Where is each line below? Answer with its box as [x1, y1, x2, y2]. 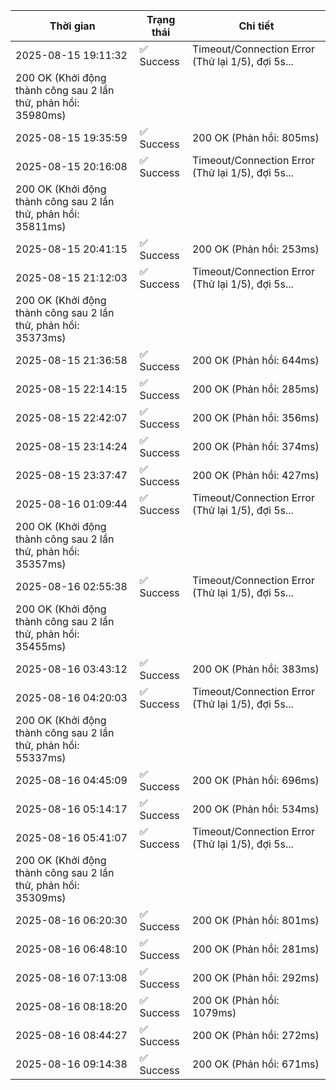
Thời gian [49, 19, 96, 33]
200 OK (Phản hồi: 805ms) [191, 131, 320, 144]
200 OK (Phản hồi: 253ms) [191, 242, 320, 256]
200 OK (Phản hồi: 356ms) [191, 411, 320, 424]
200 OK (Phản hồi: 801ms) [191, 914, 320, 927]
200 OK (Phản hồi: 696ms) [191, 774, 320, 787]
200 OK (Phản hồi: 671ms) [191, 1057, 320, 1071]
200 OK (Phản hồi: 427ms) [191, 469, 320, 482]
